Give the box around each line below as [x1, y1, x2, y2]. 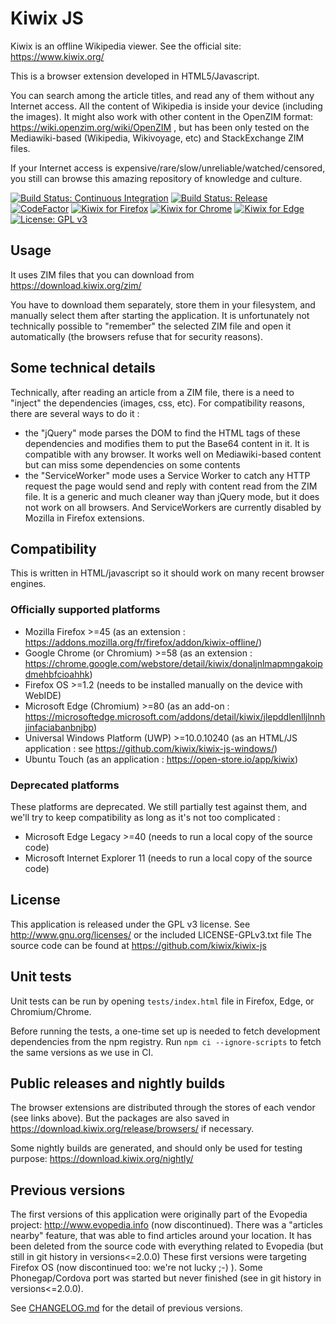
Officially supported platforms [10, 603, 161, 617]
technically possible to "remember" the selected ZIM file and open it [10, 320, 292, 332]
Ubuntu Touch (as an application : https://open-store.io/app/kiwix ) [24, 753, 299, 765]
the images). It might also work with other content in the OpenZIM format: [10, 110, 314, 122]
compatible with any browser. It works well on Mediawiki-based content [24, 448, 322, 460]
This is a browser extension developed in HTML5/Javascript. [10, 70, 260, 82]
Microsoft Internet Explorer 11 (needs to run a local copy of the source [24, 852, 313, 864]
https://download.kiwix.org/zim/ [10, 279, 142, 291]
